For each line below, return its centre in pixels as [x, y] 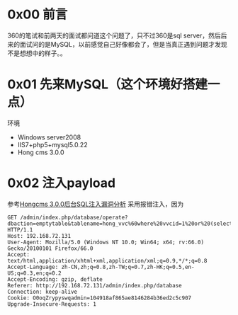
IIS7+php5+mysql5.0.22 [52, 144]
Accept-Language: [33, 267]
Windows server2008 [49, 137]
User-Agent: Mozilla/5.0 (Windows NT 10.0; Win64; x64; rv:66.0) [106, 242]
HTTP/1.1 [20, 230]
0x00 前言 [38, 15]
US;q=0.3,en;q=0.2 [34, 273]
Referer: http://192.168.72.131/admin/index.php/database [95, 285]
